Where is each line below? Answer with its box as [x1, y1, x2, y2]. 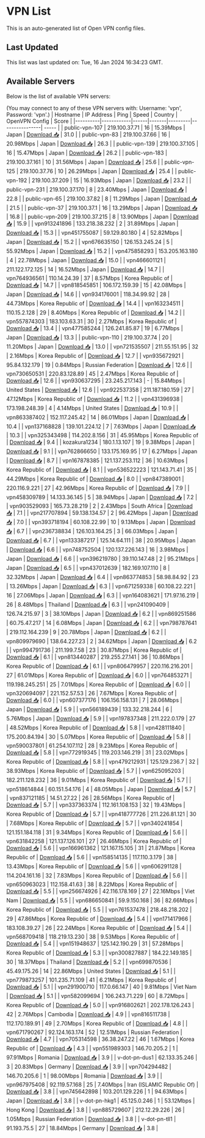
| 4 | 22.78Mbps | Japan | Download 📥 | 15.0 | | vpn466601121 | [6, 256, 166, 264]
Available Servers [6, 76, 75, 87]
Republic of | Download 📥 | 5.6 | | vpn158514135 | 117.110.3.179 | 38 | [6, 853, 177, 860]
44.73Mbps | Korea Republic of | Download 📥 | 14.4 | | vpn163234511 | [6, 300, 184, 307]
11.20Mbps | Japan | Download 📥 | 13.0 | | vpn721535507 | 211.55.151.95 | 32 [6, 342, 199, 350]
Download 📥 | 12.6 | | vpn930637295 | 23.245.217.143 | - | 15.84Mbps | [6, 377, 185, 384]
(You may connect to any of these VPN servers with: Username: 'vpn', [6, 104, 182, 111]
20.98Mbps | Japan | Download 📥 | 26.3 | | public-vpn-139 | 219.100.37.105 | [6, 139, 199, 147]
